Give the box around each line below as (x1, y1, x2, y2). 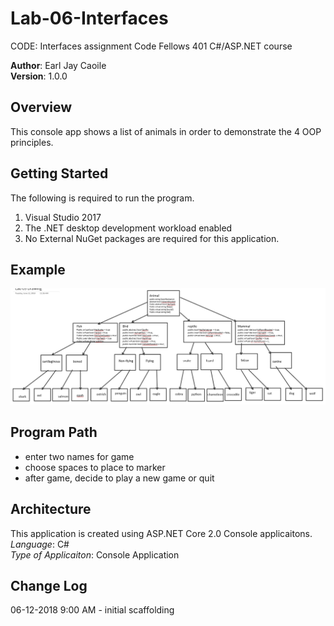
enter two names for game (24, 450, 135, 462)
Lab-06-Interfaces (10, 7, 169, 30)
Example (10, 261, 66, 278)
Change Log (10, 577, 88, 594)
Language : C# (10, 538, 70, 550)
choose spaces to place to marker (24, 461, 166, 473)
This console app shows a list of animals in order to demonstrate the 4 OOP (10, 125, 322, 137)
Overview (10, 99, 73, 116)
